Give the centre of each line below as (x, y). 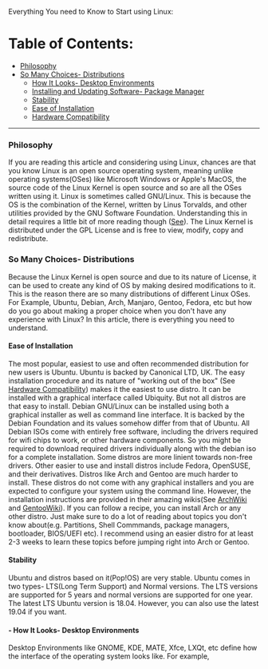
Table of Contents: (71, 44)
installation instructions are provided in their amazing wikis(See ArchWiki (128, 499)
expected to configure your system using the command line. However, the (130, 491)
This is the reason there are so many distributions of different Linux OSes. (130, 294)
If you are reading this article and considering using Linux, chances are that (132, 162)
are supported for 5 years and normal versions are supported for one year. (130, 595)
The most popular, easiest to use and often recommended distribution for (128, 363)
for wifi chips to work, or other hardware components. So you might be (125, 440)
